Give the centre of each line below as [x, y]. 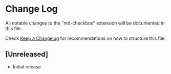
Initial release [27, 66]
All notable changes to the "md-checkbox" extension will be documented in [85, 23]
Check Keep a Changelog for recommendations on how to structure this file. [86, 38]
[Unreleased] [27, 54]
